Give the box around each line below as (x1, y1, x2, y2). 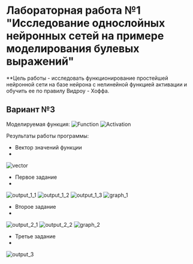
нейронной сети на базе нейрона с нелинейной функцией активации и (6, 80, 188, 88)
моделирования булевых (6, 42, 140, 56)
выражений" (6, 55, 74, 68)
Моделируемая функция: (6, 121, 70, 128)
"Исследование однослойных (6, 16, 165, 30)
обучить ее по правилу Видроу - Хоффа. (6, 87, 110, 94)
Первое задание (14, 173, 58, 181)
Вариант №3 (6, 104, 56, 115)
